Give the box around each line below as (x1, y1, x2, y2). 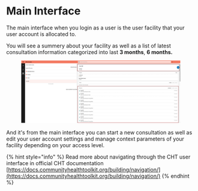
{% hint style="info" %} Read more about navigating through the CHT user (6, 153, 191, 160)
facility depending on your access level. (6, 142, 105, 149)
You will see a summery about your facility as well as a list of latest (6, 42, 171, 49)
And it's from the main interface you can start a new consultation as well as (6, 129, 193, 136)
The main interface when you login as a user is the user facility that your (6, 24, 185, 31)
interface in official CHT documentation (6, 160, 104, 167)
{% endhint (161, 172, 190, 180)
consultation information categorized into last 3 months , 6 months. (6, 48, 173, 55)
